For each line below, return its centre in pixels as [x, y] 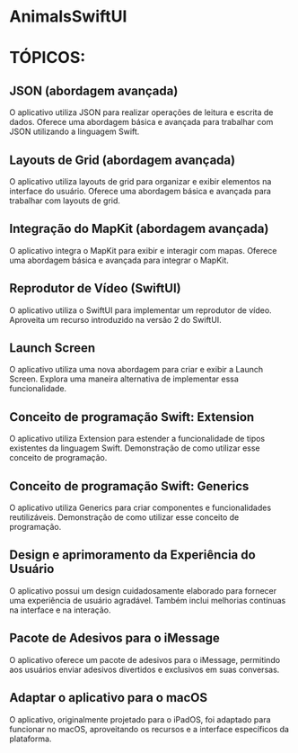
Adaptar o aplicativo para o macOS [109, 698]
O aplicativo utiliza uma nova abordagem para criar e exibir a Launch [136, 370]
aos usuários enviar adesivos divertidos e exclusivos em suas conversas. [145, 669]
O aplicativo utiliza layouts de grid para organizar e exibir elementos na [140, 181]
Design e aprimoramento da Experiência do [132, 555]
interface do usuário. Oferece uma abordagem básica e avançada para [140, 191]
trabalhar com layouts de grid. [65, 201]
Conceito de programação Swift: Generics [129, 486]
